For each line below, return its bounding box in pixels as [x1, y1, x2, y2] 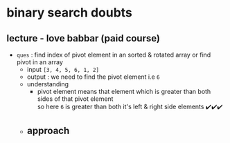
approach [26, 125, 70, 137]
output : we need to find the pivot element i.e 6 [26, 73, 160, 81]
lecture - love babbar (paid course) [6, 32, 161, 44]
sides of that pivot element [37, 95, 114, 103]
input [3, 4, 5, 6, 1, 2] [26, 66, 100, 73]
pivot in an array [16, 58, 64, 66]
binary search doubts [6, 5, 133, 21]
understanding [26, 80, 69, 88]
